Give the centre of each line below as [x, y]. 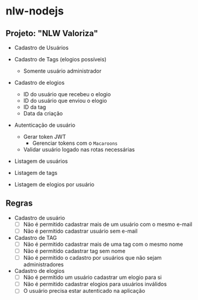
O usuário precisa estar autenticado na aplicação [84, 291]
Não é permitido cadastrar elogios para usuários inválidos [95, 284]
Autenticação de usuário [45, 125]
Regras [19, 204]
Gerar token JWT [45, 137]
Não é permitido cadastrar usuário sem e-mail [80, 231]
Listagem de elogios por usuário [54, 184]
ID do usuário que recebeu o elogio [67, 94]
